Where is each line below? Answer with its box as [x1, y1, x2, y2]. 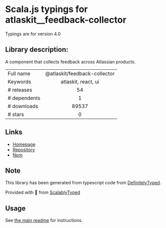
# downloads [7, 102, 38, 109]
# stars [7, 110, 24, 118]
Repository [12, 147, 35, 153]
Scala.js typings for [5, 4, 88, 15]
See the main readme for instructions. [5, 217, 83, 223]
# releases [7, 86, 32, 93]
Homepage [12, 141, 36, 147]
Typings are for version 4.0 [5, 31, 61, 37]
